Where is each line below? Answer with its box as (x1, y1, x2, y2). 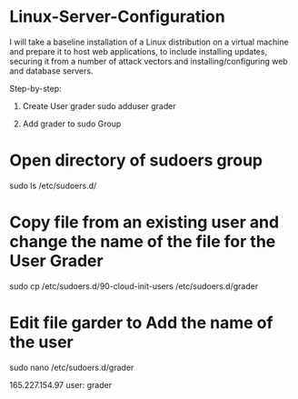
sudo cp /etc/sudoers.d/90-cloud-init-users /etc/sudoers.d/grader (9, 280, 259, 292)
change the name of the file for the (9, 232, 276, 252)
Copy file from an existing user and (9, 212, 280, 233)
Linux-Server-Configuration (9, 6, 225, 27)
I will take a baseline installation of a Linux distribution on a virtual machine (9, 36, 289, 47)
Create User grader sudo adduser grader (22, 100, 176, 111)
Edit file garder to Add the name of (9, 313, 273, 333)
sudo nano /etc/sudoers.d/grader (9, 362, 134, 373)
